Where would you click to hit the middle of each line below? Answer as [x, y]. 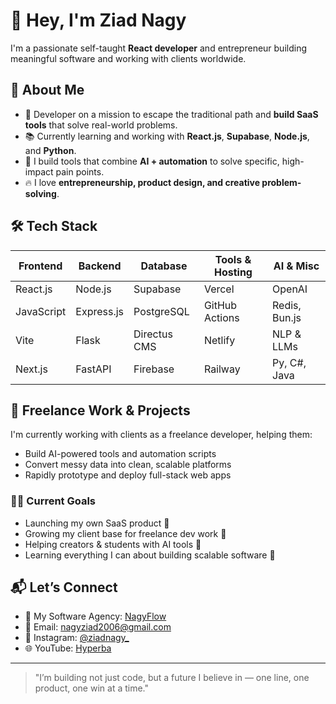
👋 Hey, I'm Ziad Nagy [98, 20]
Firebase [154, 369]
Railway [222, 369]
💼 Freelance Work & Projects [100, 410]
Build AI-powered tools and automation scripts [120, 454]
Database [164, 266]
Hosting [233, 272]
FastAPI [93, 369]
